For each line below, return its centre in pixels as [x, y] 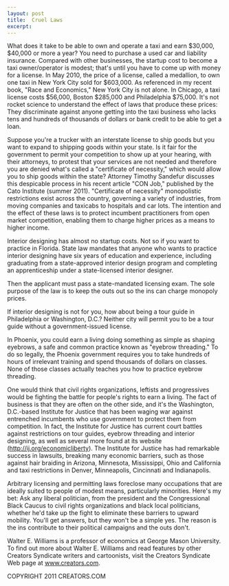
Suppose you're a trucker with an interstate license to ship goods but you [111, 140]
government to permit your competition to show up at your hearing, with [109, 154]
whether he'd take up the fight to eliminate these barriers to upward [103, 513]
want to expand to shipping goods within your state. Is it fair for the [102, 147]
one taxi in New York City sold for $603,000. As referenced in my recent [109, 83]
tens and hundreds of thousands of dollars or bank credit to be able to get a [115, 119]
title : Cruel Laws [35, 20]
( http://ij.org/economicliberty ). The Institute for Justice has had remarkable [113, 448]
